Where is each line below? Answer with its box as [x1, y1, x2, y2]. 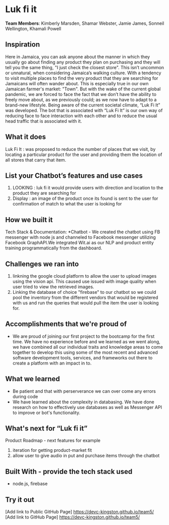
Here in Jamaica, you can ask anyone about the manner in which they [5, 54, 150, 60]
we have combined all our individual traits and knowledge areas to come [12, 344, 163, 350]
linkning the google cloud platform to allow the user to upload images [12, 273, 157, 279]
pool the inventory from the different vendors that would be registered [12, 294, 158, 300]
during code [12, 393, 38, 399]
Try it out [5, 495, 34, 504]
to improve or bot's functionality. [12, 409, 81, 415]
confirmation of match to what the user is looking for [12, 201, 122, 207]
